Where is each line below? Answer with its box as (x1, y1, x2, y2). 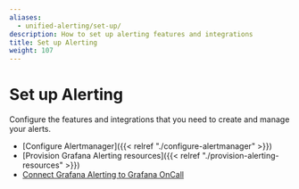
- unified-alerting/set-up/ (17, 21, 122, 30)
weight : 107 (9, 46, 54, 55)
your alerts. (9, 124, 52, 135)
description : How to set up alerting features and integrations (9, 29, 253, 38)
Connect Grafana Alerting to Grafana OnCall (21, 169, 185, 180)
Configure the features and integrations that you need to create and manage (9, 114, 290, 125)
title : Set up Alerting (9, 37, 98, 47)
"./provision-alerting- (202, 151, 279, 161)
